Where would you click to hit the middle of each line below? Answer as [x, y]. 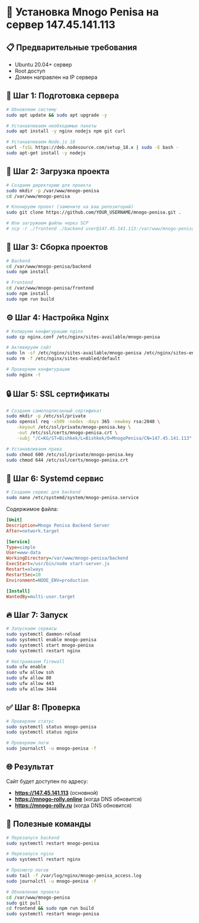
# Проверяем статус [30, 721]
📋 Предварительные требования [72, 47]
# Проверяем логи [28, 743]
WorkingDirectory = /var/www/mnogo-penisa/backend [67, 558]
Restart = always [25, 569]
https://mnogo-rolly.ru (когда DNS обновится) [73, 805]
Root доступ [30, 71]
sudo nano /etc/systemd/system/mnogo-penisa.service [73, 498]
